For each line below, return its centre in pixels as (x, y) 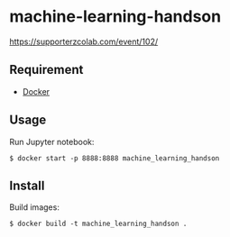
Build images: (35, 207)
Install (27, 185)
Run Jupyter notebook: (52, 141)
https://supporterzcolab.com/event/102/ (84, 41)
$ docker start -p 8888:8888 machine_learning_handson (115, 158)
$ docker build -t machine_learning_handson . (98, 224)
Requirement (46, 70)
